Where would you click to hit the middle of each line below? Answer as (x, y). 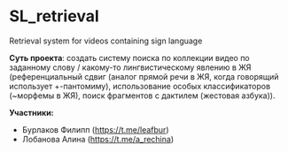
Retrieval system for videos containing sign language (106, 41)
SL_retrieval (54, 16)
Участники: (32, 112)
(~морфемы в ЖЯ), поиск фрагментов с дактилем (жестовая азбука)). (142, 96)
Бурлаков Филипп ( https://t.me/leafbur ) (95, 129)
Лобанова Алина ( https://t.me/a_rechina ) (98, 139)
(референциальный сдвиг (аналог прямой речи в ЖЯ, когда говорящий (144, 76)
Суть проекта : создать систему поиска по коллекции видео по (129, 57)
